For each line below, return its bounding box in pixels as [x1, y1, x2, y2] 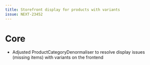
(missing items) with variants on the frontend [12, 55, 104, 61]
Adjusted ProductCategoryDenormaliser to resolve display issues [12, 49, 145, 55]
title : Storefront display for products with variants [5, 7, 120, 12]
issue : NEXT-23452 [5, 12, 43, 17]
